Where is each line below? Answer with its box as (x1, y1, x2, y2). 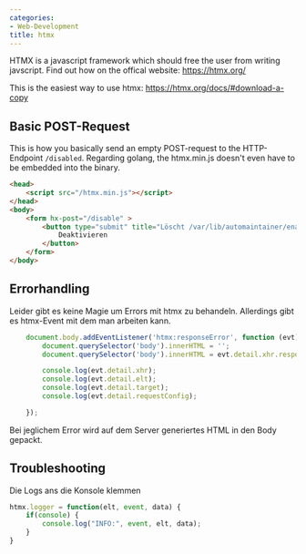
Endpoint (9, 152, 44, 164)
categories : (9, 13, 55, 23)
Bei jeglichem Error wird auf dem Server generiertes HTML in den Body (9, 425, 278, 436)
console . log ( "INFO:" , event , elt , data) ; (42, 519, 202, 528)
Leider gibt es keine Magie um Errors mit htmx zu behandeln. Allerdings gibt (9, 305, 294, 316)
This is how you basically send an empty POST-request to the (9, 143, 241, 154)
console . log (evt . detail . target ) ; (42, 384, 169, 393)
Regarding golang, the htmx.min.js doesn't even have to (86, 152, 296, 164)
